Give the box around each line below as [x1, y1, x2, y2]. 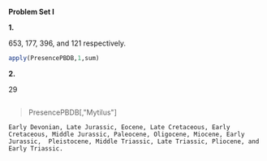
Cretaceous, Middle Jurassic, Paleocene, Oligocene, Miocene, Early [8, 130, 245, 138]
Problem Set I [8, 7, 54, 16]
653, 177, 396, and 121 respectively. [8, 38, 127, 48]
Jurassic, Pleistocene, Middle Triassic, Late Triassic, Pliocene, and [8, 137, 260, 146]
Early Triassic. [8, 144, 63, 153]
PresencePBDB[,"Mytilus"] [28, 107, 118, 117]
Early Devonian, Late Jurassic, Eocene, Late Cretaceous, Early [8, 123, 230, 131]
